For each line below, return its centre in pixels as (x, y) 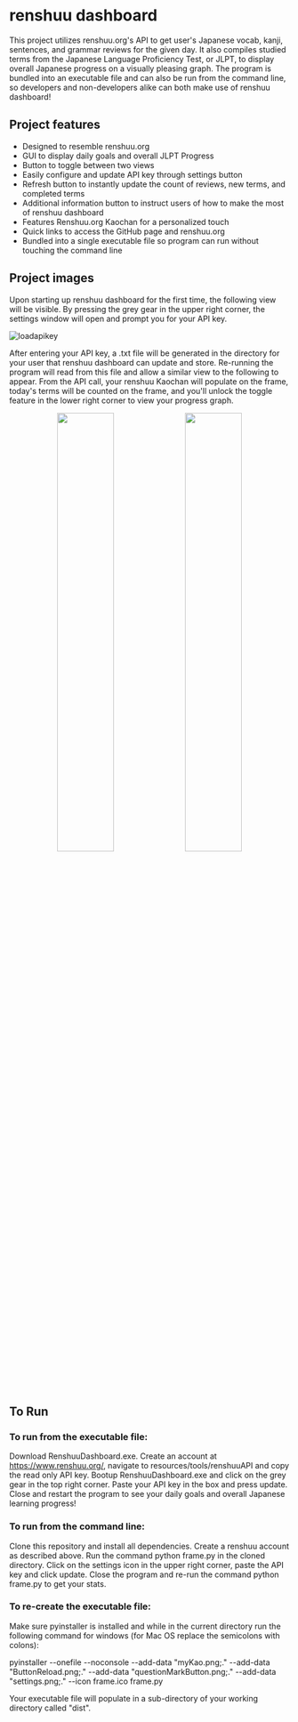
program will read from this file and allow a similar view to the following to (144, 372)
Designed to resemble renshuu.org (85, 146)
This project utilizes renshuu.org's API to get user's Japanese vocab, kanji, (146, 40)
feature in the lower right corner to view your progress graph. (121, 400)
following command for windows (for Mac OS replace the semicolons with (145, 1635)
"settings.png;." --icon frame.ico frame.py (86, 1681)
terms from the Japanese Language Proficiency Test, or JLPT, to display (142, 59)
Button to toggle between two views (88, 165)
